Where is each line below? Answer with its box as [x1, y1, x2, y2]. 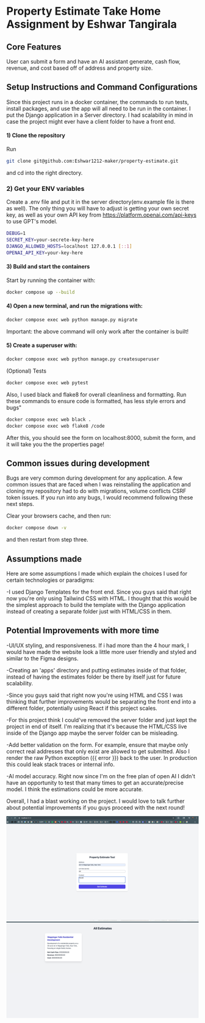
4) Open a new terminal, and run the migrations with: [6, 302, 143, 310]
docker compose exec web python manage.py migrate [6, 316, 138, 322]
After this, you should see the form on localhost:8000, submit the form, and [6, 434, 196, 441]
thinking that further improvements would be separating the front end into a [6, 697, 196, 705]
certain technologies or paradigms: [6, 576, 95, 584]
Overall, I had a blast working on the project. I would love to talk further [6, 797, 185, 805]
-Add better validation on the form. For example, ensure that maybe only [6, 741, 188, 748]
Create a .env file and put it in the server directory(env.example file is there [6, 198, 195, 206]
